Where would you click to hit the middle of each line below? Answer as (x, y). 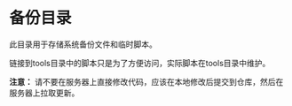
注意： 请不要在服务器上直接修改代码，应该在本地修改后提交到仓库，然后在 (146, 81)
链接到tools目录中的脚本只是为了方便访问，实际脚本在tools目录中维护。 (140, 63)
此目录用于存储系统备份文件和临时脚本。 (83, 44)
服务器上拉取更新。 (44, 93)
